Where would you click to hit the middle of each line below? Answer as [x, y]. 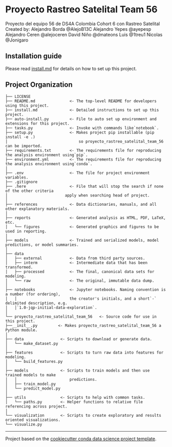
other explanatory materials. [38, 209]
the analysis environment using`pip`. [47, 155]
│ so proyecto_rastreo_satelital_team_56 [84, 141]
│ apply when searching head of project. [78, 195]
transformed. [19, 267]
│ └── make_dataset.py [32, 343]
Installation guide [34, 56]
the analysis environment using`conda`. [49, 164]
